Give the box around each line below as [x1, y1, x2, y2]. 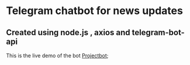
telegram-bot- [132, 28, 185, 37]
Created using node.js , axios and [6, 28, 130, 37]
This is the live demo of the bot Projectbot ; [6, 52, 109, 59]
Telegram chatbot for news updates [6, 4, 183, 18]
